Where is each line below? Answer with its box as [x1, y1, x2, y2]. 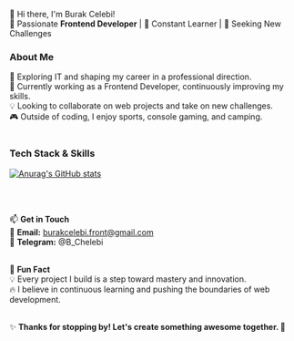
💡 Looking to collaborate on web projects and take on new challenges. [9, 100, 273, 111]
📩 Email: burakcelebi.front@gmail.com [9, 226, 154, 237]
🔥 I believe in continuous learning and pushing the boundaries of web [9, 284, 270, 294]
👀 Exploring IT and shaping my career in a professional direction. [9, 71, 252, 82]
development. [9, 294, 61, 305]
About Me [9, 50, 55, 63]
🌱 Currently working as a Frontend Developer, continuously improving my [9, 81, 284, 92]
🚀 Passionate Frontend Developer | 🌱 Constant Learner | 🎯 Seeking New [9, 18, 282, 29]
